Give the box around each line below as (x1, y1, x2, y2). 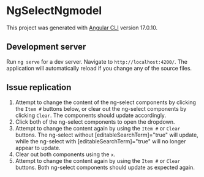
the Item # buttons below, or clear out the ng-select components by (15, 105, 187, 112)
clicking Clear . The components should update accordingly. (15, 111, 167, 119)
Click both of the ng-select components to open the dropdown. (15, 118, 175, 126)
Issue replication (6, 82, 72, 92)
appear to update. (15, 144, 61, 151)
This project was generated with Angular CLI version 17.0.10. (6, 24, 158, 31)
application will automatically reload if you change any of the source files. (6, 64, 192, 72)
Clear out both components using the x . (15, 151, 115, 158)
